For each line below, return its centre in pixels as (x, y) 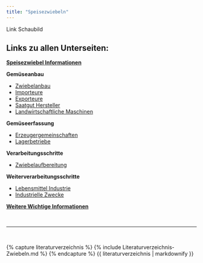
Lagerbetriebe (33, 141)
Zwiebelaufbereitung (41, 165)
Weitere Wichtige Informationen (47, 207)
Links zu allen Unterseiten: (57, 48)
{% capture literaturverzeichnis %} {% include (64, 247)
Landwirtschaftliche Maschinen (54, 112)
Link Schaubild (25, 29)
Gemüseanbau (25, 74)
